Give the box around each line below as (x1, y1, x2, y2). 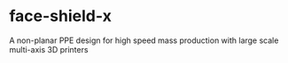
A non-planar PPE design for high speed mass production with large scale (9, 35, 279, 45)
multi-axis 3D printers (9, 44, 89, 54)
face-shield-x (9, 6, 113, 26)
